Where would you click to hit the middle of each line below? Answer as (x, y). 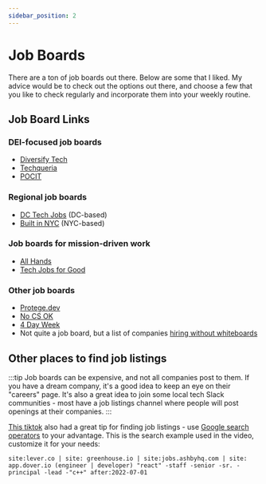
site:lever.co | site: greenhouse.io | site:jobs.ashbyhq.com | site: (128, 458)
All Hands (35, 261)
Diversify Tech (43, 160)
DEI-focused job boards (55, 142)
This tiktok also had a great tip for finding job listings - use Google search (129, 426)
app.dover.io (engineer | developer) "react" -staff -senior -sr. (121, 465)
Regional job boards (48, 197)
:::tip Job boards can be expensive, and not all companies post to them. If (129, 377)
